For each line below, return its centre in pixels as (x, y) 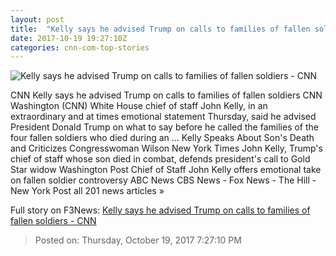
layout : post (37, 19)
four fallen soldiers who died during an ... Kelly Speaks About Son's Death (162, 138)
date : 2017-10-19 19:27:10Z (69, 38)
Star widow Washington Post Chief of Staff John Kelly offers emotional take (166, 170)
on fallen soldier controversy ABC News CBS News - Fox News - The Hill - (163, 180)
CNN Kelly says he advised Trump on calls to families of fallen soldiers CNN (166, 95)
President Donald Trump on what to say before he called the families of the (164, 127)
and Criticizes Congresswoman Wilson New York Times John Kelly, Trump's (166, 148)
